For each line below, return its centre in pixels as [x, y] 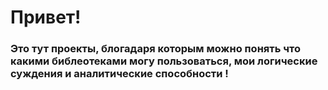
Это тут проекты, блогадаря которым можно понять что [156, 49]
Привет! [46, 17]
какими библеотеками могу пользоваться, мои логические [164, 61]
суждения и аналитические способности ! [119, 74]
